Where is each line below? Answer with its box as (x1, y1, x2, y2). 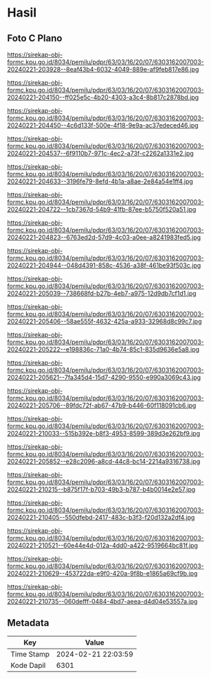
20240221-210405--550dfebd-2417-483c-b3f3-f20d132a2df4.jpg (7, 514, 195, 521)
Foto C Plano (7, 32, 63, 44)
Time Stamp (10, 649, 50, 659)
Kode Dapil (10, 660, 46, 670)
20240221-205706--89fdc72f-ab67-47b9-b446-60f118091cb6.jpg (7, 401, 197, 409)
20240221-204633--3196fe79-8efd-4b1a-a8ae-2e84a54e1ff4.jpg (7, 177, 194, 185)
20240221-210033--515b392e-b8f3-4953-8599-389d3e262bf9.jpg (7, 429, 201, 437)
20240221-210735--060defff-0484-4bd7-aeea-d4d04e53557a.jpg (7, 598, 198, 605)
